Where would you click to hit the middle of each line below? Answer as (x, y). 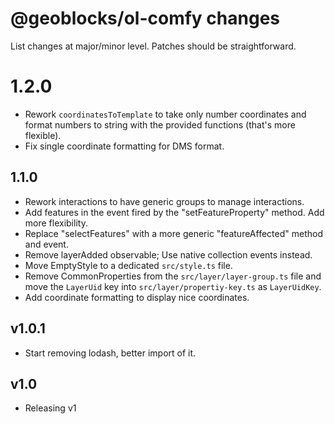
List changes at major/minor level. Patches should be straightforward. (153, 46)
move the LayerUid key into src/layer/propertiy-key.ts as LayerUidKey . (173, 286)
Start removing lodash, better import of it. (110, 353)
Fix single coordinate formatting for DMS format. (124, 146)
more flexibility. (56, 223)
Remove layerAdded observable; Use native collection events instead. (168, 254)
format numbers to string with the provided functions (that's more (160, 124)
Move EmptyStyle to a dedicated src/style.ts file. (128, 265)
